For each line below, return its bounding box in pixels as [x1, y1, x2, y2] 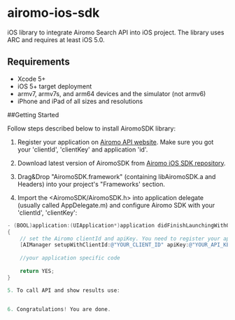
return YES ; [20, 267, 55, 274]
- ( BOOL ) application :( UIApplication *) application [7, 222, 155, 229]
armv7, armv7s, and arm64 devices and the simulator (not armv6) [17, 89, 206, 98]
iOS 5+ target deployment [17, 82, 92, 91]
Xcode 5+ [17, 74, 46, 83]
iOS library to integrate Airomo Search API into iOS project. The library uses [7, 28, 225, 36]
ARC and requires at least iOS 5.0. [7, 35, 105, 44]
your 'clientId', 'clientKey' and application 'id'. [17, 145, 148, 154]
